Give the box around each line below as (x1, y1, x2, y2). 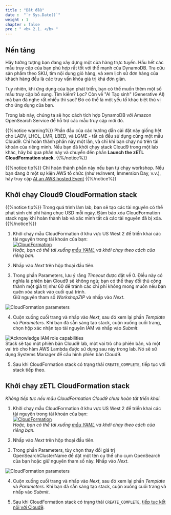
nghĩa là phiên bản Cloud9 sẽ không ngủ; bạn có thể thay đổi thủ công (12, 278, 162, 284)
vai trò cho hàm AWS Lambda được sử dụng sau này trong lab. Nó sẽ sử (5, 345, 157, 352)
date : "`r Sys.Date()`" (5, 12, 60, 17)
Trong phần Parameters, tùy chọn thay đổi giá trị (12, 447, 115, 453)
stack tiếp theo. (12, 366, 46, 373)
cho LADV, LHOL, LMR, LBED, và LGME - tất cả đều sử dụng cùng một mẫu (5, 133, 163, 139)
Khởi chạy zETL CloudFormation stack (5, 381, 130, 391)
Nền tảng (5, 46, 35, 54)
